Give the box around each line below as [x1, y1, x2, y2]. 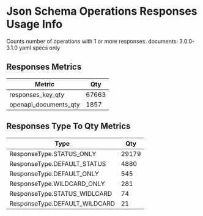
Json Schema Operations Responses [6, 4, 197, 18]
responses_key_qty [9, 90, 65, 99]
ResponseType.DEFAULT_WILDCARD [9, 199, 115, 207]
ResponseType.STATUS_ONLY [9, 149, 97, 158]
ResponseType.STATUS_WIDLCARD [9, 189, 113, 198]
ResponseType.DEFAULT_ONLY [9, 169, 99, 178]
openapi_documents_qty [9, 100, 81, 108]
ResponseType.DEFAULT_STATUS [9, 159, 106, 168]
